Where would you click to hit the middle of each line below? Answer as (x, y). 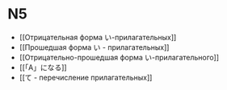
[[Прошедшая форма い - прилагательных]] (94, 47)
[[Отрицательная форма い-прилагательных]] (98, 37)
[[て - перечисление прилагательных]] (86, 77)
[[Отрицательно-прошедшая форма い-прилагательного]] (119, 57)
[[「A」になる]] (43, 67)
